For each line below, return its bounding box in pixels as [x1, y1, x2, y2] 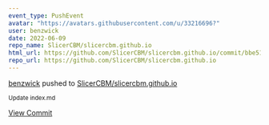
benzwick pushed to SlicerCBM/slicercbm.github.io [8, 78, 178, 88]
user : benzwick [8, 26, 59, 34]
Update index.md [8, 94, 56, 102]
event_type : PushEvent [8, 11, 84, 20]
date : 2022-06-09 [8, 34, 66, 42]
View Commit [8, 107, 53, 117]
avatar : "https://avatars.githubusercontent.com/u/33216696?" [8, 19, 220, 27]
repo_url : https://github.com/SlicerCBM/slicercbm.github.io [8, 57, 217, 65]
